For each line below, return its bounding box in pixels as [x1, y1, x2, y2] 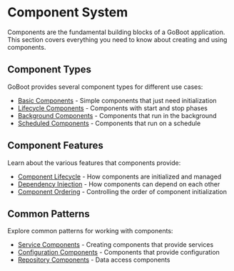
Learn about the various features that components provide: [7, 158, 181, 167]
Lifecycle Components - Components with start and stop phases [17, 104, 208, 112]
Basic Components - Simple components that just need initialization [17, 96, 217, 105]
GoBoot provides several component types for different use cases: [7, 83, 203, 91]
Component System [7, 4, 128, 21]
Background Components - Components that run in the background [17, 111, 217, 119]
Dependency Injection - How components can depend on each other [17, 179, 220, 188]
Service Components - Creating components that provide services [17, 240, 214, 249]
